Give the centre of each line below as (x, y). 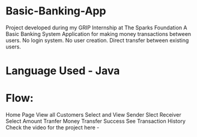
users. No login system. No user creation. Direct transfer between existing (97, 40)
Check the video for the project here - (53, 127)
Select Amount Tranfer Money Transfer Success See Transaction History (95, 121)
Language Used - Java (63, 71)
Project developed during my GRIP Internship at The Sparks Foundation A (96, 28)
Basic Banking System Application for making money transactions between (98, 34)
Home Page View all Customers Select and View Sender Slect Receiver (93, 115)
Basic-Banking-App (56, 11)
